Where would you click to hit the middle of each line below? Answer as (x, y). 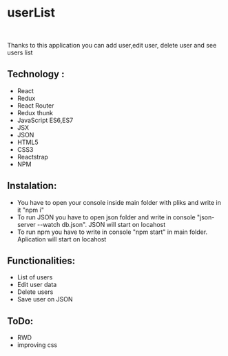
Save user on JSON (45, 299)
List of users (35, 277)
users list (20, 52)
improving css (37, 345)
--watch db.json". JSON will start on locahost (101, 224)
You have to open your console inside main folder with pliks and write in (119, 202)
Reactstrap (32, 157)
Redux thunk (35, 112)
